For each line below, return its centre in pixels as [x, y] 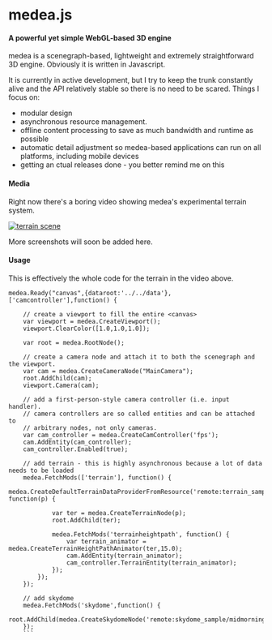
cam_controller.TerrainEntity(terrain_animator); [151, 563]
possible [34, 139]
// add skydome [49, 598]
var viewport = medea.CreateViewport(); [92, 321]
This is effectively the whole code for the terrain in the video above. [121, 278]
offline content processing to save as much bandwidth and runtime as [136, 131]
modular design [46, 113]
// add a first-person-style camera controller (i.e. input [126, 399]
